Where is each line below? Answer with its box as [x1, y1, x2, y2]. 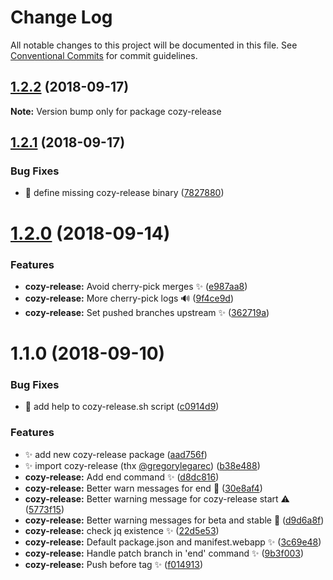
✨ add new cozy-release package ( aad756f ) [24, 448, 208, 460]
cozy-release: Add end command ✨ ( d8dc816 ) [24, 471, 220, 483]
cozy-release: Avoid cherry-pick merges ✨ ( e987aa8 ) [24, 280, 248, 292]
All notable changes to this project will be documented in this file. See [10, 39, 298, 51]
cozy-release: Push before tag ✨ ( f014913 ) [24, 558, 204, 570]
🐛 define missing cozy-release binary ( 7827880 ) [24, 187, 225, 199]
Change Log [10, 6, 113, 29]
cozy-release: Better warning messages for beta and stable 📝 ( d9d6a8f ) [24, 514, 325, 526]
